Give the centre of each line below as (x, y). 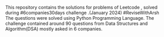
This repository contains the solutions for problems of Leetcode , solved (81, 7)
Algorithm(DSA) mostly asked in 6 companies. (54, 29)
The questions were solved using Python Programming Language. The (80, 18)
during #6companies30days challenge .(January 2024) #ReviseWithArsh (83, 13)
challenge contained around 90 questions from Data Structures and (77, 23)
